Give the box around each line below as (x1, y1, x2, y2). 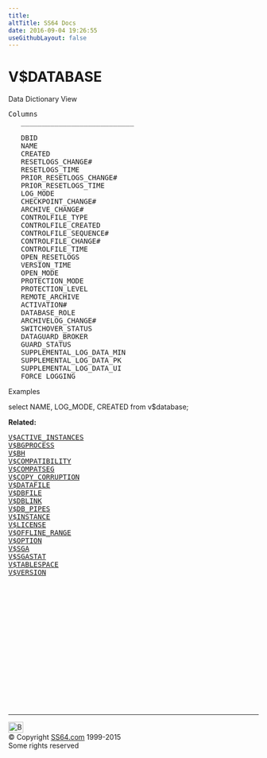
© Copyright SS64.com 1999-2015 (8, 733, 122, 742)
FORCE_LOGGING (21, 372, 75, 381)
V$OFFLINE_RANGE (8, 528, 72, 537)
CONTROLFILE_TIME (21, 245, 89, 254)
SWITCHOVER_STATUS (21, 324, 93, 334)
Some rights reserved (8, 741, 79, 751)
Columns (8, 110, 38, 119)
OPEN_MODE (21, 269, 60, 278)
